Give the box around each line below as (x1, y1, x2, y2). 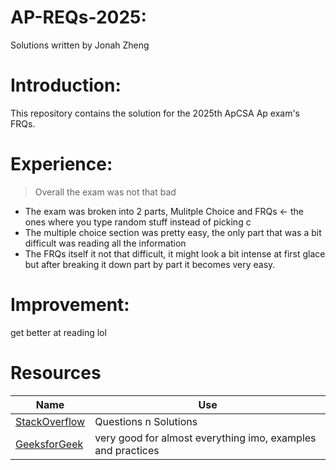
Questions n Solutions (94, 414, 198, 428)
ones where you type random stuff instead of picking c (24, 216, 252, 228)
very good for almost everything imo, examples (94, 431, 317, 445)
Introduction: (10, 74, 122, 97)
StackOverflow (15, 414, 86, 428)
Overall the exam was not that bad (34, 186, 177, 198)
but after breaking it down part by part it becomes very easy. (24, 258, 276, 270)
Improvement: (10, 294, 130, 316)
